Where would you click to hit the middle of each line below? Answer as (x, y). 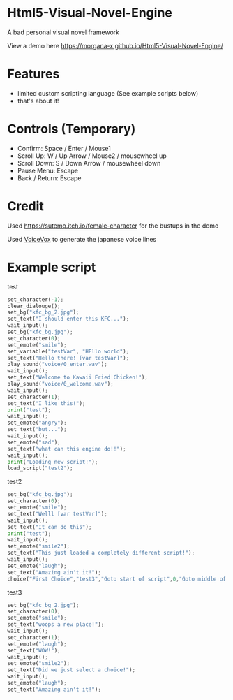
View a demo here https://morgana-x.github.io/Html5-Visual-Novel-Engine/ (115, 45)
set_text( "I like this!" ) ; (46, 403)
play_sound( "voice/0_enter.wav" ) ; (58, 365)
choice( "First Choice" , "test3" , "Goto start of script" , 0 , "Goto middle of (117, 579)
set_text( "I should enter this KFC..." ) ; (68, 319)
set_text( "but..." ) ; (37, 430)
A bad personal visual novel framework (63, 32)
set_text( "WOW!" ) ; (34, 650)
